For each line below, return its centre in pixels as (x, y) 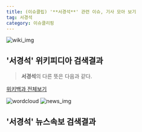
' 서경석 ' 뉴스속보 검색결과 (51, 121)
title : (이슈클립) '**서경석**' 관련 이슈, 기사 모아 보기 (71, 12)
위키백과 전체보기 (27, 89)
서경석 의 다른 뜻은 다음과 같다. (56, 77)
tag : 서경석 (19, 17)
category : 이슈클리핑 (30, 23)
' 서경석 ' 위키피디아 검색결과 (55, 61)
